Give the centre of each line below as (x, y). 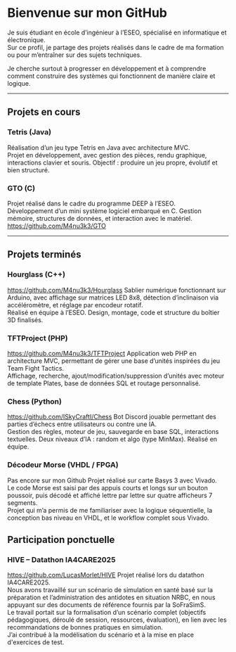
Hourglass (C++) (36, 274)
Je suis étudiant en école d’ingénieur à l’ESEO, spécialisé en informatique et (117, 32)
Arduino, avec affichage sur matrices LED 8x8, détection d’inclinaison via (113, 298)
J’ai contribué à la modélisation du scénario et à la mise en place (101, 635)
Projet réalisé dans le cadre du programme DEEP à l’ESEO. (91, 203)
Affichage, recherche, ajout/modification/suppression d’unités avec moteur (116, 376)
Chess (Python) (34, 401)
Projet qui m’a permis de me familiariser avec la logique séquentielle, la (110, 510)
